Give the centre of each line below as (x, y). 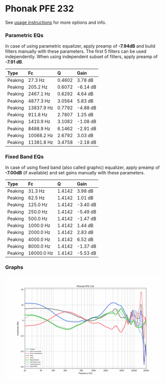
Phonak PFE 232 (40, 9)
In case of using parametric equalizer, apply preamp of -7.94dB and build (80, 46)
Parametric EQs (24, 35)
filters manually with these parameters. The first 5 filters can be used (76, 51)
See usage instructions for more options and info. (56, 22)
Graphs (14, 267)
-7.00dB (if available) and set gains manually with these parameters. (75, 173)
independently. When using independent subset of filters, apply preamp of (82, 57)
